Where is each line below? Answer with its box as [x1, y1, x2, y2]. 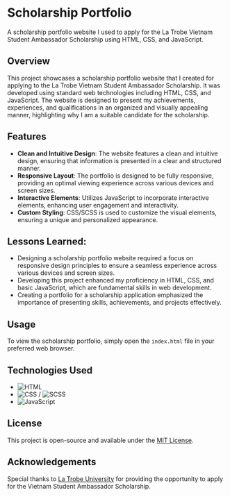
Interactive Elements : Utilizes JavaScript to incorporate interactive [17, 193, 210, 202]
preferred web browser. [7, 344, 75, 353]
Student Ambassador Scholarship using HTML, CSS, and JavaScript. [7, 35, 204, 43]
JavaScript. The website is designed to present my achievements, [7, 96, 196, 104]
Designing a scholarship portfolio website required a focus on [17, 254, 194, 262]
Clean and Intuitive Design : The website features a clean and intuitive [17, 149, 219, 158]
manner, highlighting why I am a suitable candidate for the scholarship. [7, 110, 210, 119]
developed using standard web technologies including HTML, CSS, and [7, 88, 211, 96]
